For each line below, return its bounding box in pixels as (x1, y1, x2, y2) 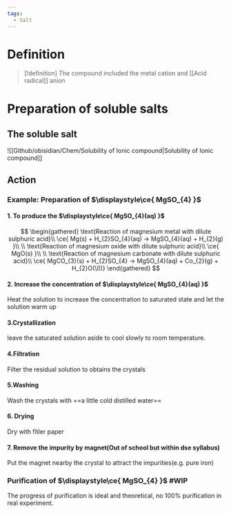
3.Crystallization (7, 318, 57, 327)
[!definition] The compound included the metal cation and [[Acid (23, 69, 207, 77)
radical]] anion (23, 77, 66, 85)
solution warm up (7, 302, 57, 311)
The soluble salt (7, 129, 78, 140)
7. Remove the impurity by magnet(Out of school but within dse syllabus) (7, 443, 221, 452)
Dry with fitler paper (7, 427, 64, 436)
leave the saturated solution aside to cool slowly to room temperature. (7, 333, 205, 342)
